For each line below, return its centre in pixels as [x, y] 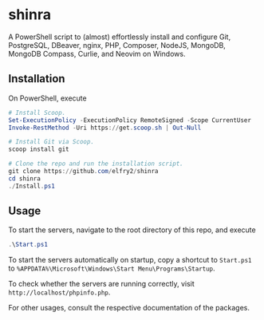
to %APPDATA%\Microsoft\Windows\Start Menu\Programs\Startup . [112, 268]
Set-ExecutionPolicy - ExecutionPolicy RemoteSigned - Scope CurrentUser [130, 120]
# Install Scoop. [37, 113]
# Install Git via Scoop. [51, 142]
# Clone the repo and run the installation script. [96, 164]
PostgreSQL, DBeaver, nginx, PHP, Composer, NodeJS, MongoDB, [117, 45]
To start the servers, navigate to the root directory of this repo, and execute [132, 230]
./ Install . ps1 [32, 186]
